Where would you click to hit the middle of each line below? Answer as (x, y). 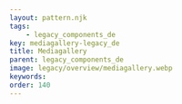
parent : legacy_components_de (67, 60)
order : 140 (30, 85)
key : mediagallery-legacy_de (65, 43)
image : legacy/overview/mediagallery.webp (91, 69)
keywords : (28, 77)
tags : (20, 26)
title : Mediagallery (49, 52)
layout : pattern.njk (49, 18)
